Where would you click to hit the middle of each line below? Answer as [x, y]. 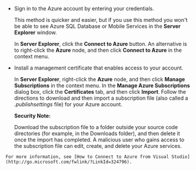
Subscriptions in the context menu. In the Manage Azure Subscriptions [102, 85]
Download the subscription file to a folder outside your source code [96, 127]
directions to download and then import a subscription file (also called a [101, 98]
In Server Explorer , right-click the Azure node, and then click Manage [99, 79]
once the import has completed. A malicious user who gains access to [99, 140]
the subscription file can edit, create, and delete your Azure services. [98, 146]
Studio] [181, 157]
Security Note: [32, 116]
